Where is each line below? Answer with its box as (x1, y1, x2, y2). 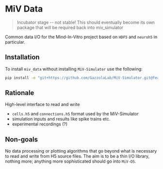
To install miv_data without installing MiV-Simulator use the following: (5, 66, 143, 72)
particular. (5, 39, 25, 45)
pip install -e (5, 75, 36, 80)
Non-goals (5, 135, 38, 143)
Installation (5, 53, 40, 61)
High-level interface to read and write (5, 102, 80, 108)
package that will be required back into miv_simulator (16, 24, 124, 30)
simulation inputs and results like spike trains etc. (12, 116, 111, 122)
